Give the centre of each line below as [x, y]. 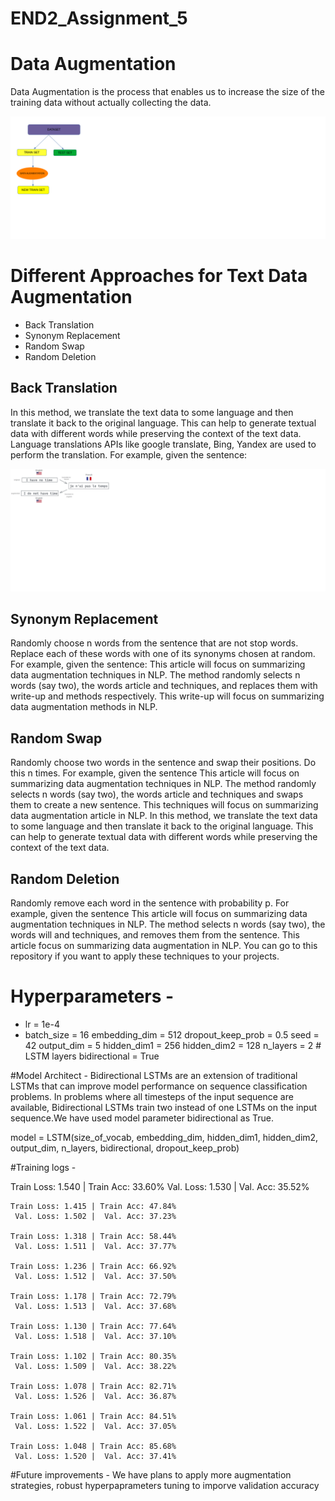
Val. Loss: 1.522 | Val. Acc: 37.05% [95, 1427]
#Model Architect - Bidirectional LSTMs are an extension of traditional [154, 1076]
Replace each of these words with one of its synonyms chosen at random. [163, 654]
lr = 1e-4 [42, 1024]
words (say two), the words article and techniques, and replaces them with [164, 686]
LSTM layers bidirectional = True [92, 1056]
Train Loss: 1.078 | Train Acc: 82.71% [93, 1387]
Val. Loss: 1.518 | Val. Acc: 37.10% [95, 1337]
